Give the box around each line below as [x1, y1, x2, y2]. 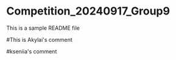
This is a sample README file [6, 24, 80, 32]
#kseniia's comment [6, 47, 57, 55]
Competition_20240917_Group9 [6, 4, 171, 18]
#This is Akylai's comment [6, 36, 72, 43]
